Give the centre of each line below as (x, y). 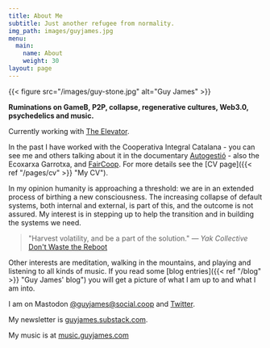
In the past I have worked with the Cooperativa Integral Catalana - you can (132, 147)
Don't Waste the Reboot (68, 246)
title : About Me (35, 16)
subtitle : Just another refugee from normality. (91, 23)
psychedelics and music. (51, 115)
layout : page (30, 69)
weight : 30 (41, 61)
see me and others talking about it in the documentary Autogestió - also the (134, 155)
